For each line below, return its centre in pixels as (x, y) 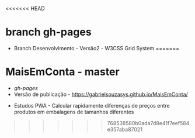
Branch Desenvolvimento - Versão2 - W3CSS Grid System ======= (97, 48)
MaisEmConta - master (63, 72)
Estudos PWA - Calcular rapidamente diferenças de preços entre (92, 105)
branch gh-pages (48, 32)
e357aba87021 (125, 129)
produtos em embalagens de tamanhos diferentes (74, 112)
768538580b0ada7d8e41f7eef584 (148, 123)
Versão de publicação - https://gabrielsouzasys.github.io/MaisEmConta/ (101, 94)
